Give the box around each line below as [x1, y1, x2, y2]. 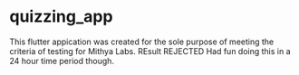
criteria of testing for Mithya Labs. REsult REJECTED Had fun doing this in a [9, 45, 292, 56]
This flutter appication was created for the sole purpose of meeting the [9, 36, 275, 47]
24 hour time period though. [9, 55, 115, 66]
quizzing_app [9, 6, 113, 27]
